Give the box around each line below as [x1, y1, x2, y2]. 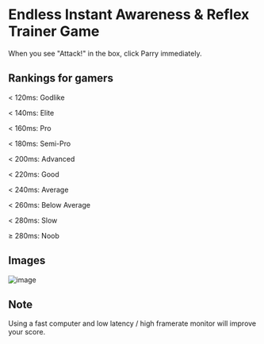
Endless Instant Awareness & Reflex [8, 6, 250, 24]
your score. [8, 327, 46, 337]
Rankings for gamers [8, 71, 113, 85]
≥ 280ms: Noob [8, 231, 59, 240]
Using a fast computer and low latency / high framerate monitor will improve [8, 319, 257, 328]
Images [8, 254, 46, 267]
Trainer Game [8, 22, 100, 40]
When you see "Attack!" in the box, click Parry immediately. [8, 48, 202, 58]
